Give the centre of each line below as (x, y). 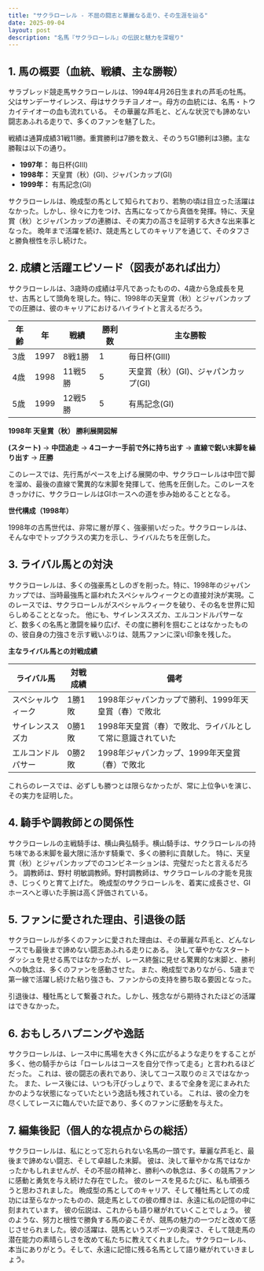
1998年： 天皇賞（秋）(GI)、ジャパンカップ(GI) (96, 175)
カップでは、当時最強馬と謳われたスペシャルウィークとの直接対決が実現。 (128, 594)
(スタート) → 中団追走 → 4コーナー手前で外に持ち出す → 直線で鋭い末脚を (128, 447)
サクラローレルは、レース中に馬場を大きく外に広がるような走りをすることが (132, 1054)
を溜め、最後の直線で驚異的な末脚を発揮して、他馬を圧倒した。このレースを (132, 484)
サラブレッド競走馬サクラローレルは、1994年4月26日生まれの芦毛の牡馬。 (129, 92)
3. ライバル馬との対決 (60, 565)
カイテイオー (29, 112)
